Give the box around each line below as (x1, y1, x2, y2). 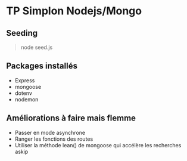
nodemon (14, 95, 39, 103)
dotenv (14, 89, 33, 97)
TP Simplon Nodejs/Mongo (6, 4, 142, 18)
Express (14, 76, 35, 84)
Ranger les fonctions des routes (14, 135, 93, 143)
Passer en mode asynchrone (14, 129, 85, 136)
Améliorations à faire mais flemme (6, 113, 136, 123)
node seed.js (20, 44, 53, 51)
